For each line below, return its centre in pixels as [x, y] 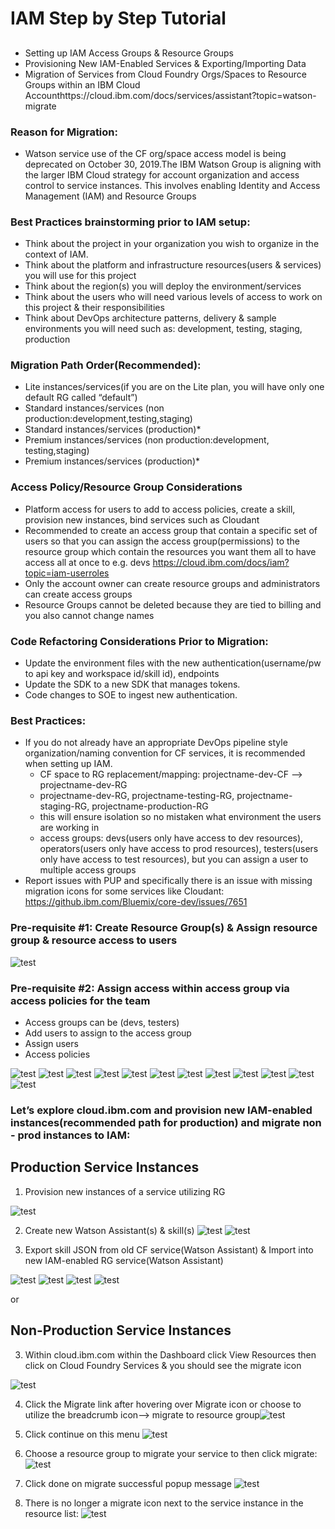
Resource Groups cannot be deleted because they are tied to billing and [173, 604]
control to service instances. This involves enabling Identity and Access [172, 185]
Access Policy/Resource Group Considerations [126, 487]
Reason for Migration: [64, 132]
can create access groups [78, 594]
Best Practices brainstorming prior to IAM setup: [130, 222]
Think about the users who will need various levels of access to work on [173, 297]
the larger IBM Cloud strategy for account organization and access [162, 174]
